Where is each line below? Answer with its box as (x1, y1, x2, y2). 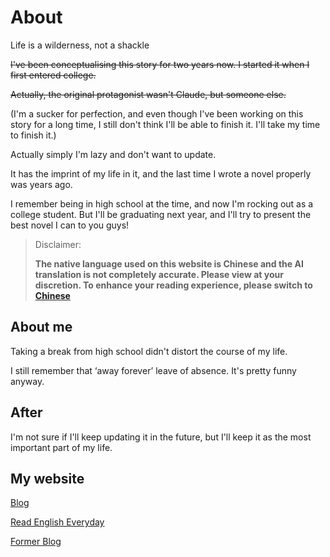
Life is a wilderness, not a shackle (10, 39, 150, 51)
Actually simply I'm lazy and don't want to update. (10, 148, 217, 160)
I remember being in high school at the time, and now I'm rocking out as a (10, 197, 314, 210)
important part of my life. (10, 441, 113, 453)
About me (10, 319, 73, 336)
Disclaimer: (34, 238, 82, 250)
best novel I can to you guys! (10, 219, 130, 231)
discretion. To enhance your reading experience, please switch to (34, 279, 313, 291)
